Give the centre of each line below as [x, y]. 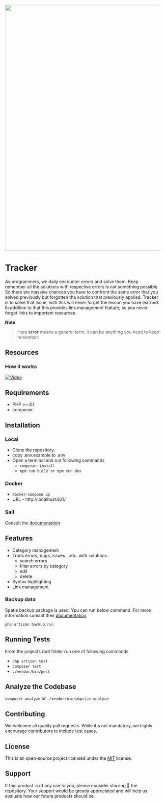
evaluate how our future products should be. [50, 796]
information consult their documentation [46, 615]
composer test [27, 666]
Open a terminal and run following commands [58, 460]
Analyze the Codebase [41, 687]
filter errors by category [44, 566]
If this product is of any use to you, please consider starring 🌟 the [71, 785]
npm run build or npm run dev [51, 471]
